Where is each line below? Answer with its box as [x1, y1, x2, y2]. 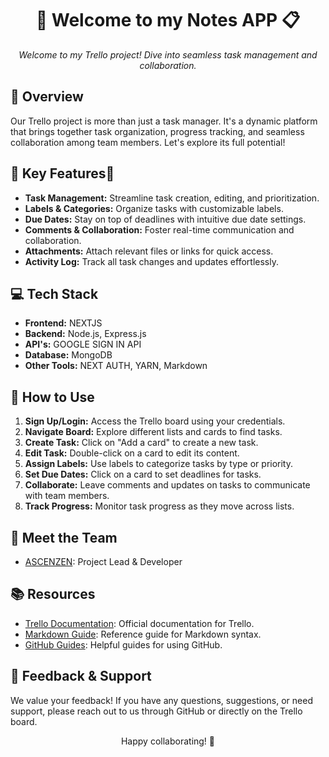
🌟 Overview [10, 88, 84, 106]
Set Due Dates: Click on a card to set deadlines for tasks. [24, 468, 262, 481]
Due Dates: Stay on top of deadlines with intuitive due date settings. [24, 213, 307, 225]
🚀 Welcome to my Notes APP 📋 [35, 9, 301, 32]
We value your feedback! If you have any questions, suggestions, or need [10, 694, 313, 706]
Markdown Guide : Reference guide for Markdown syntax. [24, 628, 262, 640]
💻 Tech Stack [10, 285, 99, 302]
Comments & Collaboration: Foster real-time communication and [24, 223, 295, 236]
